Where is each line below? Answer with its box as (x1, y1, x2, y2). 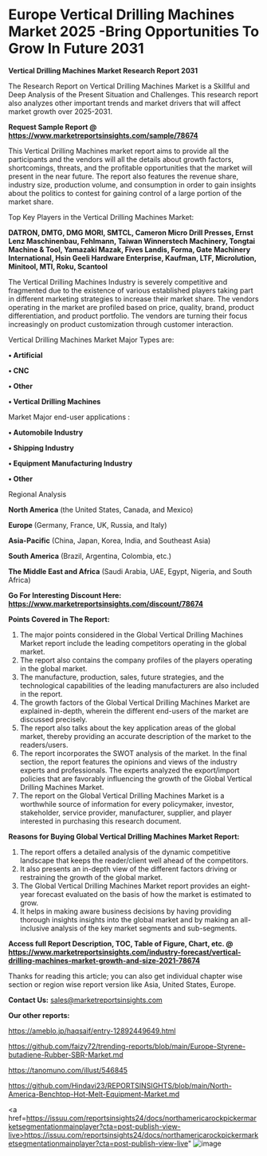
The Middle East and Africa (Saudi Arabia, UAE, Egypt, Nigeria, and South (8, 566, 253, 576)
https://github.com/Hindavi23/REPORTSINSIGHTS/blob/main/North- (8, 1080, 233, 1090)
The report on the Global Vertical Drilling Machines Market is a (19, 791, 225, 800)
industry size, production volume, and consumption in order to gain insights (8, 179, 257, 189)
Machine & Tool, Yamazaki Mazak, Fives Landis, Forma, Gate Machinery (8, 245, 251, 254)
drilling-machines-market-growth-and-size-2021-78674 (8, 955, 201, 965)
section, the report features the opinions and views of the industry (19, 757, 238, 766)
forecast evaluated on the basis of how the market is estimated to (36, 889, 252, 898)
